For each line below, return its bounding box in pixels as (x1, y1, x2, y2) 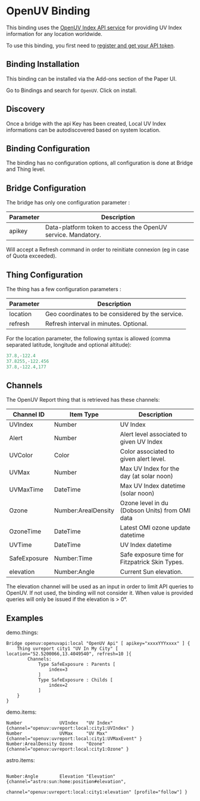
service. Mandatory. (45, 231, 101, 239)
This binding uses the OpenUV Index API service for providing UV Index (6, 24, 182, 31)
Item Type (69, 411, 99, 419)
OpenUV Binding (6, 4, 90, 18)
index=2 (48, 683, 68, 689)
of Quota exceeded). (6, 252, 57, 259)
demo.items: (6, 708, 37, 716)
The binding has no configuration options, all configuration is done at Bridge (6, 160, 193, 167)
